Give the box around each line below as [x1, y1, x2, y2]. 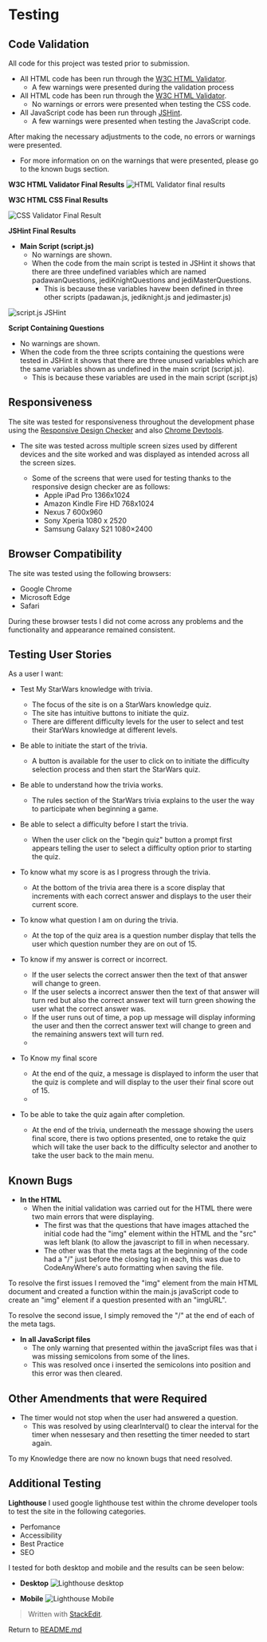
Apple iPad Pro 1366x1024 [43, 490, 130, 499]
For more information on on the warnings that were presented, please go [19, 156, 259, 165]
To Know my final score [19, 1053, 98, 1063]
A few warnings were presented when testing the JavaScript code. [31, 116, 251, 125]
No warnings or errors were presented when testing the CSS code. [31, 100, 251, 109]
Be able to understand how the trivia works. [19, 780, 163, 790]
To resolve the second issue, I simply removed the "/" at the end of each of [8, 1311, 255, 1320]
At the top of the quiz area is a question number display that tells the [31, 931, 257, 941]
